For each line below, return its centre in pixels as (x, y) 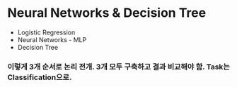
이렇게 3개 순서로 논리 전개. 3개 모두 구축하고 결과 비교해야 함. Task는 (118, 67)
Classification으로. (40, 77)
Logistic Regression (46, 32)
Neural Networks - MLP (52, 39)
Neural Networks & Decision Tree (107, 13)
